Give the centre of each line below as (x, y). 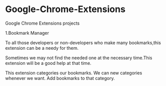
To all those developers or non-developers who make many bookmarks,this (83, 42)
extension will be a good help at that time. (48, 63)
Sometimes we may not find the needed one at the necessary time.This (79, 58)
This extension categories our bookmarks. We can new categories (74, 73)
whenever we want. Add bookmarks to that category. (60, 78)
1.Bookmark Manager (27, 33)
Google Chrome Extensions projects (42, 23)
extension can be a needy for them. (42, 48)
